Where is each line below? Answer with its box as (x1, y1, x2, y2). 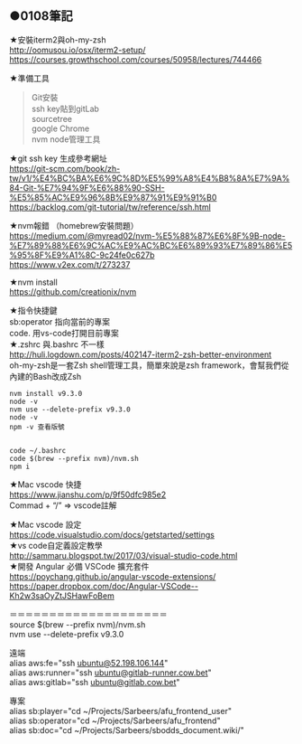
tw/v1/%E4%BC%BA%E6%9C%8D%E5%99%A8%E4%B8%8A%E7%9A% (9, 173, 290, 184)
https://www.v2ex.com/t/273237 (9, 259, 131, 269)
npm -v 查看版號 (9, 422, 65, 431)
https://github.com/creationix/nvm (9, 286, 137, 297)
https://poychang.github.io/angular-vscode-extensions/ (9, 570, 216, 581)
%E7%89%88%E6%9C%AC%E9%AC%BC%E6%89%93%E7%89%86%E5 (9, 240, 293, 250)
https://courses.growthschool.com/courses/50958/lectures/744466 (9, 53, 262, 65)
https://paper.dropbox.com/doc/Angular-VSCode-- (9, 580, 198, 591)
